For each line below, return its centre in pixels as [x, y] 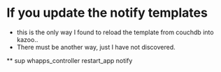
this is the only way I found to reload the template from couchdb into [115, 32]
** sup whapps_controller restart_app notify [70, 60]
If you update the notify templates [107, 13]
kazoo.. [27, 39]
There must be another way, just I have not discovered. [96, 47]
